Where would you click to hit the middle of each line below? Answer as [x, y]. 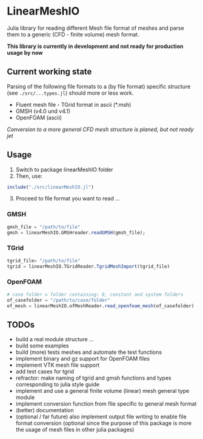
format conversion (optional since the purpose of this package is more [104, 423]
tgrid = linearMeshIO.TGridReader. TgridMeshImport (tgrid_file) [88, 266]
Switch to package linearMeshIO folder [65, 169]
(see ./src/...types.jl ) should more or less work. [70, 93]
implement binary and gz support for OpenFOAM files [83, 359]
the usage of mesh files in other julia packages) [75, 430]
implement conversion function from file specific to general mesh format [106, 404]
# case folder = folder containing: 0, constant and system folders [95, 294]
